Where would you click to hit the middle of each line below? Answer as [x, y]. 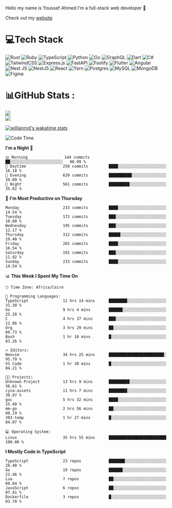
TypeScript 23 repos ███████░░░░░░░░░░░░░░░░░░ [86, 461]
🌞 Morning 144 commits [47, 157]
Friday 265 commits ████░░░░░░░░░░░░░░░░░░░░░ [86, 243]
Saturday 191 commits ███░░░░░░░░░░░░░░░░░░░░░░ [86, 252]
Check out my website [29, 18]
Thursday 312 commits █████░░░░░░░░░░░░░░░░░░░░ [86, 234]
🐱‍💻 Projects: [19, 377]
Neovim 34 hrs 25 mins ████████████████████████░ [86, 354]
